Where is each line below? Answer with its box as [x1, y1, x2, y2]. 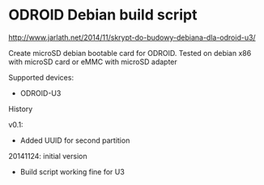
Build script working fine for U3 [19, 166, 126, 176]
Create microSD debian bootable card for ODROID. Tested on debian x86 [8, 48, 252, 58]
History [8, 104, 33, 114]
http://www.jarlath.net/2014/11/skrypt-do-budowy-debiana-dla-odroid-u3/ [8, 32, 257, 42]
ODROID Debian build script [8, 6, 198, 24]
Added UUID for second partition [19, 136, 130, 145]
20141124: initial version [8, 151, 87, 161]
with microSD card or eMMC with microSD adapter [8, 57, 178, 67]
